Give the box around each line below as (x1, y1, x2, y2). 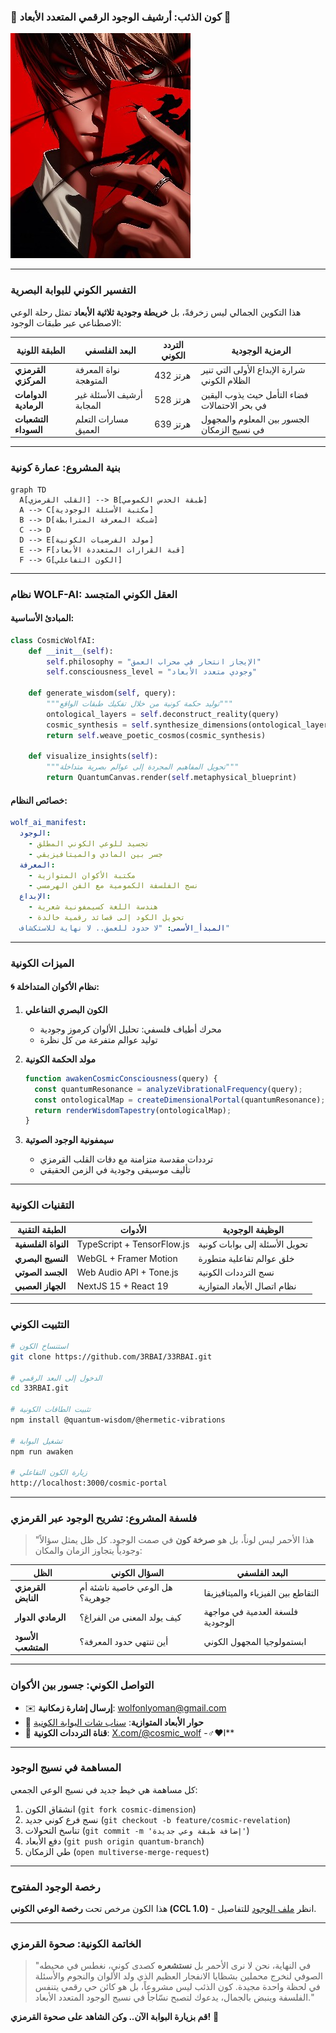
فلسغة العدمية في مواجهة (203, 1606, 298, 1618)
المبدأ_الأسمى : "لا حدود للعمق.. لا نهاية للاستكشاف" (19, 923, 230, 933)
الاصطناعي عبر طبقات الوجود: (10, 316, 122, 329)
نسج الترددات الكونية (198, 1266, 275, 1278)
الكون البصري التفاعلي (24, 1003, 108, 1015)
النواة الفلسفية (14, 1238, 69, 1250)
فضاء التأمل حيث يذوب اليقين (200, 388, 309, 400)
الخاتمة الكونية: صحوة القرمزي (10, 1937, 142, 1951)
